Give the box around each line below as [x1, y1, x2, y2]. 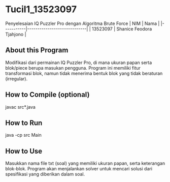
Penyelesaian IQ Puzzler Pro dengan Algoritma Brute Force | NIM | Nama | [5, 20, 160, 26]
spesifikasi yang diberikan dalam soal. [5, 171, 85, 177]
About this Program [5, 46, 69, 54]
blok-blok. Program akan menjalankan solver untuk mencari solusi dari [5, 166, 153, 172]
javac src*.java [5, 104, 36, 110]
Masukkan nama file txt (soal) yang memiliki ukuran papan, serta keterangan [5, 160, 165, 166]
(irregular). [5, 75, 28, 82]
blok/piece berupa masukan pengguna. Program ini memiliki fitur [5, 65, 141, 71]
